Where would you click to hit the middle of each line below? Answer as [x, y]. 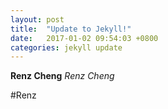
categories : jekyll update [66, 47]
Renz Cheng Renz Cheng [62, 76]
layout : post [37, 19]
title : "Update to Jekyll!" [71, 29]
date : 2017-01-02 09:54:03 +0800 [84, 38]
